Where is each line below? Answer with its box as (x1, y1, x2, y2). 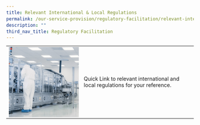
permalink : (6, 15, 33, 22)
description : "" (6, 22, 46, 28)
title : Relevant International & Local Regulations (6, 10, 137, 15)
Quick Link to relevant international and (83, 75, 180, 83)
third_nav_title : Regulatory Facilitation (6, 29, 113, 35)
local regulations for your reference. (83, 82, 171, 89)
